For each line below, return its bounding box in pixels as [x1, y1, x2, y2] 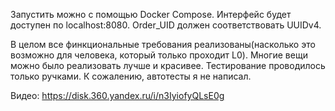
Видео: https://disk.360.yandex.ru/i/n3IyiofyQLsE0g [10, 90, 225, 101]
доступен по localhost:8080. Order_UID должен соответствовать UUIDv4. [10, 19, 322, 31]
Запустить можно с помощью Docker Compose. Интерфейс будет [10, 9, 292, 20]
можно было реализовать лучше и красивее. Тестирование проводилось [10, 60, 326, 71]
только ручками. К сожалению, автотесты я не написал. [10, 70, 252, 82]
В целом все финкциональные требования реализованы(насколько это [10, 39, 316, 50]
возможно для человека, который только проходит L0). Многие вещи [10, 49, 308, 61]
